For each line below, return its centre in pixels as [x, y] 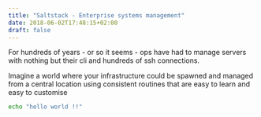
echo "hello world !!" [45, 107]
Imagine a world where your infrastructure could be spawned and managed [131, 76]
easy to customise [38, 93]
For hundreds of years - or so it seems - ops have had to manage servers [127, 53]
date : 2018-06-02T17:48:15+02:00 [63, 23]
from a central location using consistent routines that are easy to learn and [129, 84]
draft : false [30, 30]
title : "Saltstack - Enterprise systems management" [97, 15]
